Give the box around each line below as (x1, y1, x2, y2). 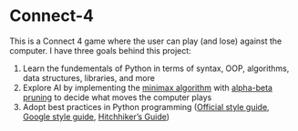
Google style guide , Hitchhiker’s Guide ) (22, 111, 170, 122)
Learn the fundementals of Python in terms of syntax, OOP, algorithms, (22, 63, 290, 74)
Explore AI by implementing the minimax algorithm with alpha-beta (22, 82, 273, 93)
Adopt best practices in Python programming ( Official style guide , (22, 101, 271, 112)
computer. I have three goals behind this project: (9, 45, 191, 55)
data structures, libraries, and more (22, 72, 155, 83)
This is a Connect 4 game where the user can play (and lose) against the (9, 35, 283, 46)
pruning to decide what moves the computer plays (22, 92, 212, 103)
